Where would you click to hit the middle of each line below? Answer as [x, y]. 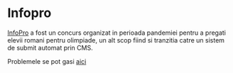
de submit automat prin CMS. [50, 47]
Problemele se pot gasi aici [47, 61]
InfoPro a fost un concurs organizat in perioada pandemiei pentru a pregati [116, 33]
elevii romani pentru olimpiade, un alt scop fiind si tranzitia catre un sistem [116, 40]
